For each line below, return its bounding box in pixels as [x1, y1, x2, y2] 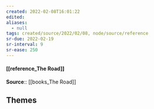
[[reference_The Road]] [6, 65, 65, 72]
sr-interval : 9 [6, 42, 43, 48]
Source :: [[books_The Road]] [6, 78, 76, 85]
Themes [6, 95, 37, 105]
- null [11, 25, 28, 31]
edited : [6, 14, 25, 20]
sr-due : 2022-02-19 [6, 36, 54, 42]
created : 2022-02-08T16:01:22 [6, 8, 81, 15]
